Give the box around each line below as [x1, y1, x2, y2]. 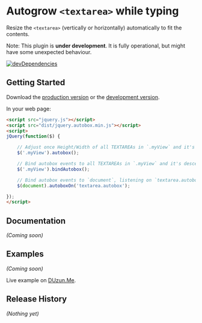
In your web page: [6, 105, 51, 112]
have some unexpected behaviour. [6, 48, 92, 55]
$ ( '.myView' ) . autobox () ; [17, 150, 79, 156]
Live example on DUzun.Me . [6, 276, 76, 283]
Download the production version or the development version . [6, 93, 160, 100]
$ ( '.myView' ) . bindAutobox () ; [17, 166, 90, 172]
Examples [6, 249, 44, 259]
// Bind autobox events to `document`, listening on [17, 177, 152, 183]
